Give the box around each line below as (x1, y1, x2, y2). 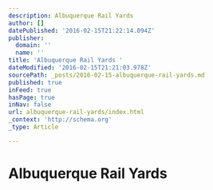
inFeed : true (8, 85, 52, 94)
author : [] (8, 19, 45, 27)
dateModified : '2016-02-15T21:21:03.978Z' (8, 64, 152, 72)
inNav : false (8, 101, 52, 109)
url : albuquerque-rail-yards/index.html (8, 109, 145, 117)
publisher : (8, 34, 45, 42)
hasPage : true (8, 93, 56, 101)
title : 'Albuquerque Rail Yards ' (8, 57, 124, 65)
